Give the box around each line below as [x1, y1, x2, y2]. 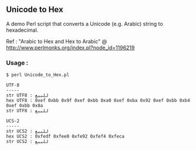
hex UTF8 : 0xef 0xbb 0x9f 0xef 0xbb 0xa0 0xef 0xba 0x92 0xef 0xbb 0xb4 [6, 98, 191, 104]
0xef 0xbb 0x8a [6, 103, 43, 109]
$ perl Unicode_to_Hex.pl [6, 72, 69, 78]
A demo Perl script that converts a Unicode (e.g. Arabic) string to [6, 20, 163, 27]
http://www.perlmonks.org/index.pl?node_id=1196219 [6, 44, 135, 51]
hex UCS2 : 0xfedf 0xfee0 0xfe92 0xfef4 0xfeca [6, 134, 125, 139]
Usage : [6, 59, 29, 67]
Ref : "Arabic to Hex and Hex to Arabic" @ [6, 37, 107, 45]
